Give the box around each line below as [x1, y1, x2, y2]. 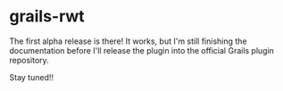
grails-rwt [9, 6, 85, 27]
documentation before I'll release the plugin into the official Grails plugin [9, 45, 275, 55]
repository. [9, 54, 49, 65]
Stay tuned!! [9, 71, 54, 82]
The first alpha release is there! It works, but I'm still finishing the [9, 36, 247, 46]
